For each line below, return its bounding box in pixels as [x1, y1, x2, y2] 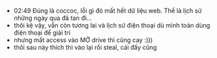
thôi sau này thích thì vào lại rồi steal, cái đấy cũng [13, 43, 157, 51]
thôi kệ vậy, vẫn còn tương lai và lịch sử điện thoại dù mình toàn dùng [13, 21, 211, 29]
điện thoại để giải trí [13, 28, 71, 37]
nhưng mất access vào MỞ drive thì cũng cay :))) [13, 36, 153, 44]
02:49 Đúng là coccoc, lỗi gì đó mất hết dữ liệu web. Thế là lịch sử [13, 7, 202, 14]
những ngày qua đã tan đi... [13, 14, 92, 22]
